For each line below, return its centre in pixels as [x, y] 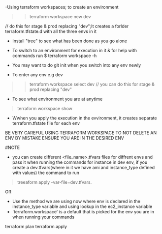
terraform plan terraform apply [36, 226]
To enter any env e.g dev [37, 75]
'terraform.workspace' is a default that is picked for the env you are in [83, 212]
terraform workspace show [45, 108]
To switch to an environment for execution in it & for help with [74, 50]
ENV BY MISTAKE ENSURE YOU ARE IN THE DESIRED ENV [65, 138]
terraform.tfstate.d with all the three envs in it [51, 31]
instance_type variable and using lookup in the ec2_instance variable [82, 206]
